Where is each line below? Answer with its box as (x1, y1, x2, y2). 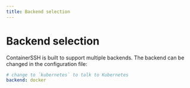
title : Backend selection (6, 8, 70, 15)
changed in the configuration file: (6, 60, 88, 67)
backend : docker (6, 77, 46, 83)
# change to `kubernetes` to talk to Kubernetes (6, 72, 129, 78)
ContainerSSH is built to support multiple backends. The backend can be (6, 54, 185, 61)
